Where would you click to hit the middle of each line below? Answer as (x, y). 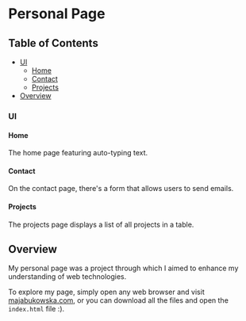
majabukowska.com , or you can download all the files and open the (118, 300)
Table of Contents (54, 43)
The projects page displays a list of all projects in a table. (101, 224)
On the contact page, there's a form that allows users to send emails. (121, 189)
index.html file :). (37, 309)
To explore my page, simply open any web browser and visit (106, 292)
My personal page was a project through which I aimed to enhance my (123, 268)
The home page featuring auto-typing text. (78, 153)
